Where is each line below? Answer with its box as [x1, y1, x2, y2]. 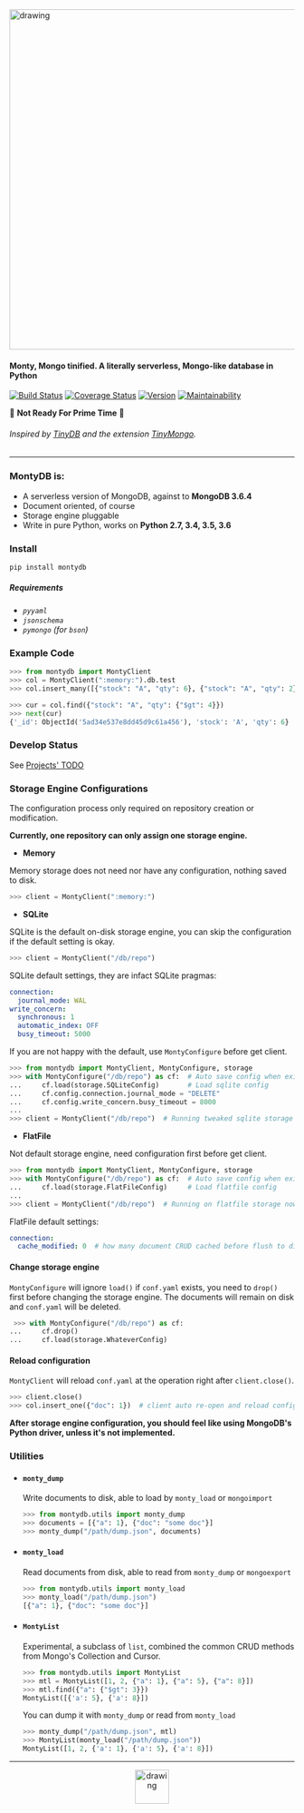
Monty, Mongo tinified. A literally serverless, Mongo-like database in [9, 360, 274, 371]
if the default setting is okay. [9, 936, 116, 946]
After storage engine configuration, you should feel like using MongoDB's [9, 1417, 292, 1428]
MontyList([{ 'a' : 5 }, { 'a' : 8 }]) [22, 1693, 149, 1702]
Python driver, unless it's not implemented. [9, 1427, 176, 1438]
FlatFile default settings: [9, 1216, 100, 1227]
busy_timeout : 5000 [17, 1030, 91, 1039]
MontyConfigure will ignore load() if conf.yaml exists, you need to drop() [9, 1281, 279, 1292]
